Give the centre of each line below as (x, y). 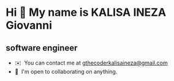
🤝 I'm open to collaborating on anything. (66, 72)
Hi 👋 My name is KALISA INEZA (86, 12)
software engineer (42, 48)
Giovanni (29, 25)
